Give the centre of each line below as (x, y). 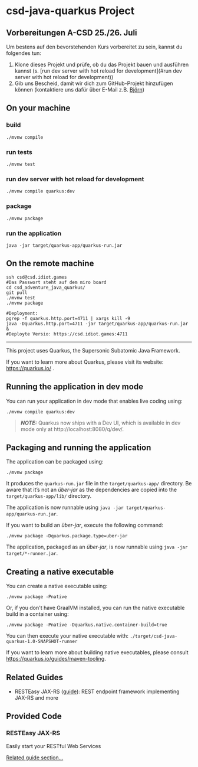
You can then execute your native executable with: (67, 636)
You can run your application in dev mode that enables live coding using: (94, 401)
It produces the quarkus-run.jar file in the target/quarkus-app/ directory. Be (99, 484)
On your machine (38, 108)
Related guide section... (35, 758)
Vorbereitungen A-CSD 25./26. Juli (72, 33)
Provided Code (34, 717)
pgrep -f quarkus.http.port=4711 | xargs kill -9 (68, 318)
